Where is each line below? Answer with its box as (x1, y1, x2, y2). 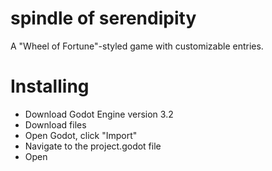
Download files (24, 118, 87, 131)
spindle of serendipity (10, 7, 197, 30)
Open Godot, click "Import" (24, 129, 138, 141)
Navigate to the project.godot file (24, 140, 162, 152)
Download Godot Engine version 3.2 (24, 108, 174, 120)
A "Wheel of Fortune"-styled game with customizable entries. (10, 40, 264, 52)
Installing (10, 75, 90, 98)
